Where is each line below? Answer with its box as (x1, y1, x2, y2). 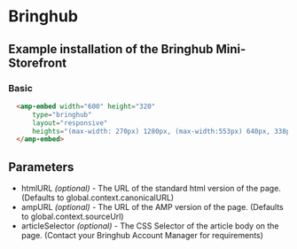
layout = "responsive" (31, 118, 108, 128)
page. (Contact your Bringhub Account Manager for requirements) (20, 230, 263, 241)
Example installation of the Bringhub (8, 42, 214, 57)
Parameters (8, 160, 74, 175)
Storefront (8, 55, 67, 70)
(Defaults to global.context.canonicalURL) (20, 192, 175, 203)
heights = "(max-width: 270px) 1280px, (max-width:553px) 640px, (31, 127, 271, 136)
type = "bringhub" (31, 110, 92, 119)
